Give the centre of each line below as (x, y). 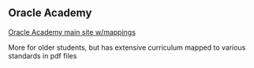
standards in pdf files (43, 55)
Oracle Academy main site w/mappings (72, 32)
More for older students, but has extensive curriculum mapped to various (127, 47)
